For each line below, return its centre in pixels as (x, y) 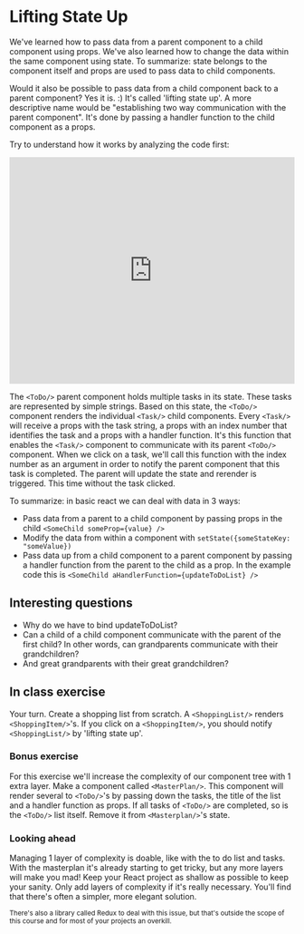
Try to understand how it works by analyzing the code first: (119, 144)
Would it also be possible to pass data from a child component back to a (144, 88)
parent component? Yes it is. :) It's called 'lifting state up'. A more (130, 98)
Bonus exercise (44, 756)
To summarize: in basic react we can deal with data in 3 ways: (125, 501)
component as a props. (52, 126)
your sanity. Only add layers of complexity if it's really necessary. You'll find (150, 887)
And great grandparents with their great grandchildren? (125, 663)
